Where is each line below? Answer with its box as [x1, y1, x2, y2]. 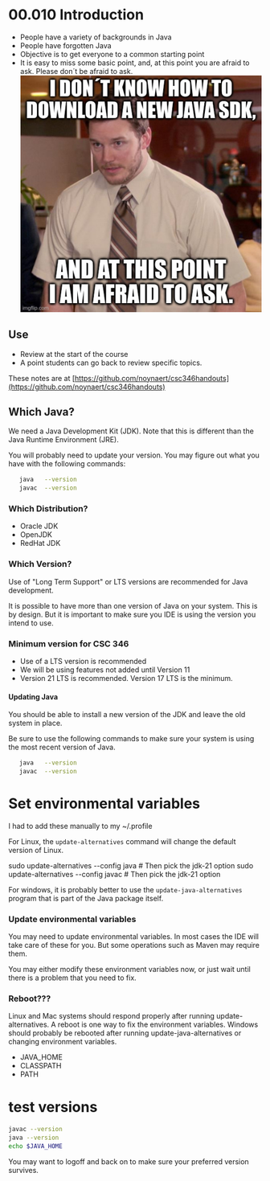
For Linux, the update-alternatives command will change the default [8, 836, 236, 846]
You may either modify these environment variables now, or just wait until [8, 965, 251, 974]
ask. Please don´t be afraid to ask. [19, 66, 133, 76]
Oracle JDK [19, 521, 59, 531]
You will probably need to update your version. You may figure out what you [8, 450, 260, 460]
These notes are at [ [8, 373, 76, 383]
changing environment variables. [8, 1037, 117, 1047]
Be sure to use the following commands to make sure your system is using [8, 734, 255, 744]
